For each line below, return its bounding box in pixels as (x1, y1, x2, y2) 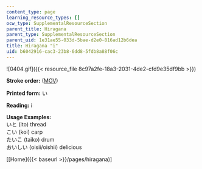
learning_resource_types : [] (6, 15, 80, 21)
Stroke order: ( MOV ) (6, 77, 58, 84)
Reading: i (6, 102, 32, 109)
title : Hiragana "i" (6, 43, 59, 49)
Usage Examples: (6, 113, 52, 120)
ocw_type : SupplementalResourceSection (6, 20, 108, 26)
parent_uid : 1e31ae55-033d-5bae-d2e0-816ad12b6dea (6, 37, 138, 43)
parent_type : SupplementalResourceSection (6, 32, 116, 38)
